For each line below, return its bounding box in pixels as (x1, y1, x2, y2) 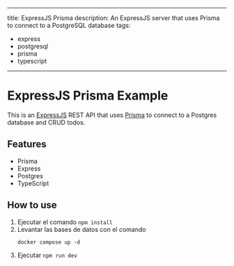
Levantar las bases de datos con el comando (17, 225, 146, 233)
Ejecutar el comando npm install (17, 217, 113, 226)
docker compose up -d (17, 238, 80, 246)
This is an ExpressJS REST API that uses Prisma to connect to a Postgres (7, 111, 217, 119)
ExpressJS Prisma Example (7, 88, 169, 104)
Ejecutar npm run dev (17, 251, 78, 259)
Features (7, 139, 47, 150)
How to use (7, 199, 57, 211)
